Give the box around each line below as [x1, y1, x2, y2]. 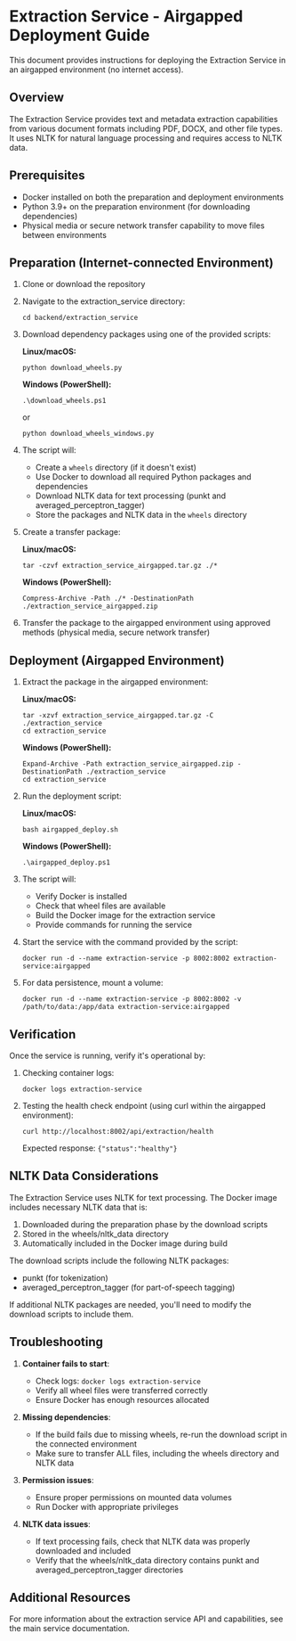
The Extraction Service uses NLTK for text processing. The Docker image [9, 1192, 277, 1202]
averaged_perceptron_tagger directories [35, 1564, 184, 1575]
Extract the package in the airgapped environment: [21, 677, 209, 687]
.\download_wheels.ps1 [21, 397, 107, 406]
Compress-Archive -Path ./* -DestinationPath [21, 595, 194, 603]
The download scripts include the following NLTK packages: [9, 1255, 229, 1266]
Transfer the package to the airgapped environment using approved [21, 618, 271, 628]
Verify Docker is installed [35, 891, 127, 902]
